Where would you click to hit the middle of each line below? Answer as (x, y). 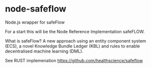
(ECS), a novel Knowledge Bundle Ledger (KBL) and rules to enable (73, 46)
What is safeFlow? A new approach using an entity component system (75, 41)
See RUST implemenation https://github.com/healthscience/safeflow (74, 60)
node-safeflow (36, 9)
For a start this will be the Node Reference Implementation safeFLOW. (75, 31)
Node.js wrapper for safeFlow (35, 22)
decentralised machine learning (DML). (44, 51)
